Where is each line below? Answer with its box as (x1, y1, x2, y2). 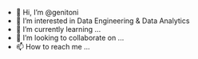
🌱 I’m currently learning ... (15, 25, 101, 33)
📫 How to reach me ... (15, 42, 90, 51)
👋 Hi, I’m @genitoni (15, 8, 79, 17)
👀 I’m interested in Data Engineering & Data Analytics (15, 16, 190, 26)
